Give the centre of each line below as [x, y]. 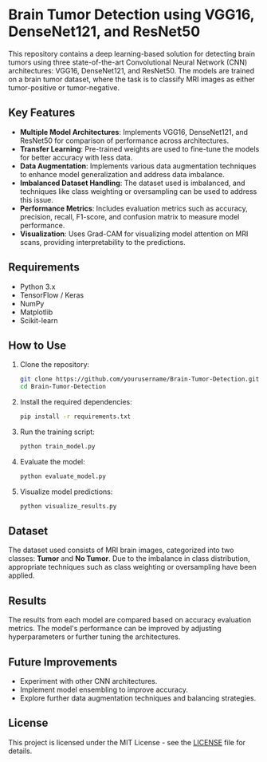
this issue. [37, 199]
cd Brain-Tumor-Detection [63, 387]
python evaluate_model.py [63, 476]
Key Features [42, 113]
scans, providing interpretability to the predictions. [102, 242]
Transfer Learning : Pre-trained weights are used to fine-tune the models [139, 148]
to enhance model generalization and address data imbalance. [122, 174]
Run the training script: [57, 432]
